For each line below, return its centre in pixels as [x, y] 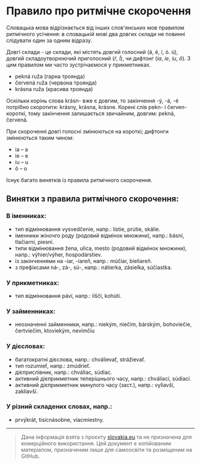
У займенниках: [31, 311]
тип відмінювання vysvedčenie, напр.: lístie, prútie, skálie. [87, 229]
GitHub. [30, 456]
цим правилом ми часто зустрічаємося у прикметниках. [79, 65]
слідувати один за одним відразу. [49, 40]
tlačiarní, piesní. [34, 241]
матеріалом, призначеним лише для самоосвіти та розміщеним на [106, 449]
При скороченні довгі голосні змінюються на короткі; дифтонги [88, 131]
